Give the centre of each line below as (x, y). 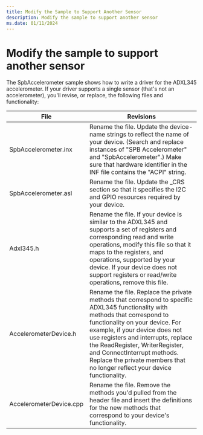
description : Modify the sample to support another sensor (82, 18)
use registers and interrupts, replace (141, 338)
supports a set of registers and (133, 230)
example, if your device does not (136, 330)
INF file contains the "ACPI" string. (138, 172)
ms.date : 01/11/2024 (32, 23)
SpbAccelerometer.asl (41, 193)
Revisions (141, 117)
